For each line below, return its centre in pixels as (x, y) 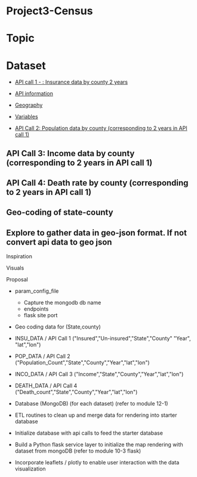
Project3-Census (50, 11)
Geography (29, 105)
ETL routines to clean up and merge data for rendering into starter (96, 415)
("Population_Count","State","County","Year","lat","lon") (82, 363)
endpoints (36, 309)
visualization (30, 469)
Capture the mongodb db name (62, 303)
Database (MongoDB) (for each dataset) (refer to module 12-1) (91, 404)
